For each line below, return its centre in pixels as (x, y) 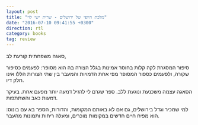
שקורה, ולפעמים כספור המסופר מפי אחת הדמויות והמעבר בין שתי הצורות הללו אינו (98, 74)
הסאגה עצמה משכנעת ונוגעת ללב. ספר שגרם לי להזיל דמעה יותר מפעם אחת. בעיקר (99, 92)
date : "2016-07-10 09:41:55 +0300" (50, 23)
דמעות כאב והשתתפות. (32, 98)
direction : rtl (25, 28)
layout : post (22, 12)
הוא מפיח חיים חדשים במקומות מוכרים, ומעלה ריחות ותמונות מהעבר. (83, 116)
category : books (26, 34)
